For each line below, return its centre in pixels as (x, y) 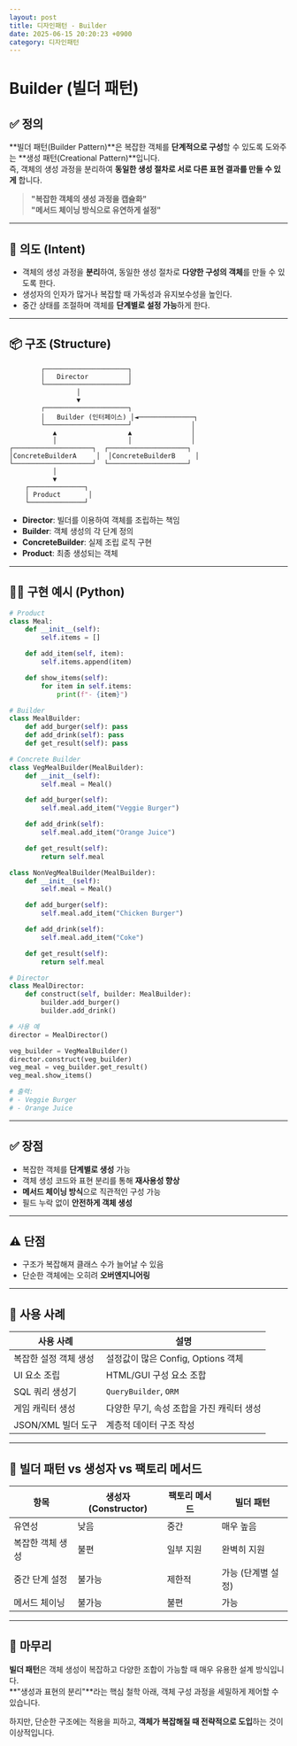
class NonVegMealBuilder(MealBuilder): (83, 873)
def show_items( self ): (67, 678)
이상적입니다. (32, 1732)
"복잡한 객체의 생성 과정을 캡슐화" (89, 199)
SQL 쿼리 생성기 (45, 1392)
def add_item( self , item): (75, 654)
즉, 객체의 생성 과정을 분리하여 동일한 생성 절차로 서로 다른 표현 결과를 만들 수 (141, 169)
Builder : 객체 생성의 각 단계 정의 (78, 531)
